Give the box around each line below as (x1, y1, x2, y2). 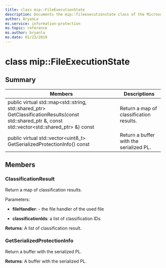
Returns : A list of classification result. (5, 225, 82, 231)
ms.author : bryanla (5, 30, 45, 35)
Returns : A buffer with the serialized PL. (5, 258, 87, 264)
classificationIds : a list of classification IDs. (12, 216, 102, 222)
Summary (5, 76, 36, 84)
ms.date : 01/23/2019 (5, 35, 48, 40)
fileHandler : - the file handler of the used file (12, 206, 104, 212)
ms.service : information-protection (5, 21, 81, 26)
